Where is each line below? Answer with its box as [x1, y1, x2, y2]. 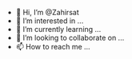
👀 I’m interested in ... [15, 16, 84, 26]
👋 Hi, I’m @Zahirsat [15, 8, 79, 17]
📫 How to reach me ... [15, 42, 90, 51]
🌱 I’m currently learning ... [15, 25, 102, 33]
